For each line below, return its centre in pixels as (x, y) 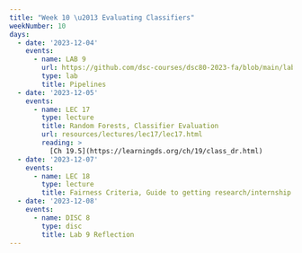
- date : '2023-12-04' (58, 43)
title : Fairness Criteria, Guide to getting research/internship (167, 193)
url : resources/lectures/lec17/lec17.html (122, 135)
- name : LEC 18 (62, 176)
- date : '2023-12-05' (58, 92)
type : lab (60, 76)
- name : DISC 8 (62, 218)
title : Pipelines (74, 84)
